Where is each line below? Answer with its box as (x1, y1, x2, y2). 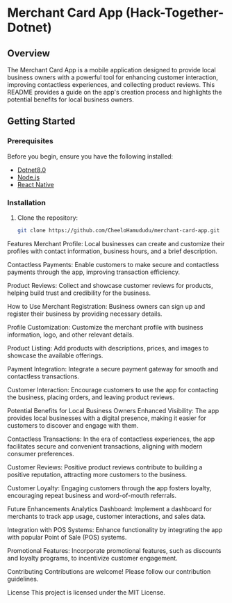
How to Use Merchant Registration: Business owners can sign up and (7, 302, 206, 310)
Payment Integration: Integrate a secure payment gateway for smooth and (7, 364, 219, 373)
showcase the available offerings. (7, 351, 103, 360)
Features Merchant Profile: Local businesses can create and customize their (7, 239, 225, 248)
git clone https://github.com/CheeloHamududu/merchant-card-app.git (17, 227, 220, 234)
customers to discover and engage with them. (7, 421, 139, 429)
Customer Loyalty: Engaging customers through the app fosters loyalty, (7, 483, 212, 492)
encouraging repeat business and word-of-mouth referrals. (7, 491, 177, 499)
